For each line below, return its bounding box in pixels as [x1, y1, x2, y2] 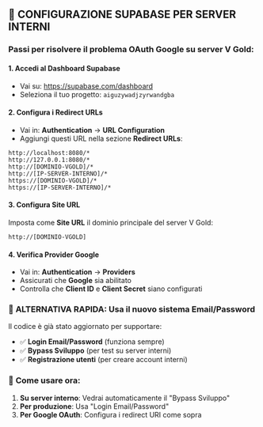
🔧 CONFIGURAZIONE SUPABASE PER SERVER [8, 8, 236, 21]
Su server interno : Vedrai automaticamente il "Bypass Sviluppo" [19, 393, 231, 402]
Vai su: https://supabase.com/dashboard [19, 81, 153, 91]
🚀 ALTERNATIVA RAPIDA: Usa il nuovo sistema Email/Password [8, 304, 256, 315]
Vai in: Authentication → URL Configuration [19, 125, 165, 134]
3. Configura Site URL [8, 200, 81, 210]
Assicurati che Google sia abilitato [19, 276, 132, 285]
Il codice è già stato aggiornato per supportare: [8, 322, 162, 331]
